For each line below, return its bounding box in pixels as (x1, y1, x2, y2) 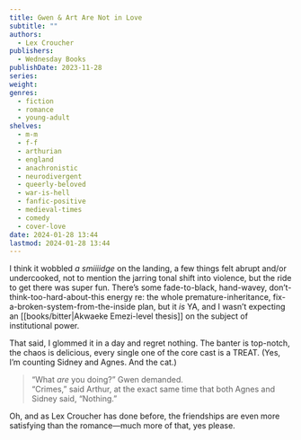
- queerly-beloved (17, 180, 87, 189)
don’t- (269, 282, 292, 293)
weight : (9, 80, 39, 89)
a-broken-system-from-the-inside (9, 302, 137, 312)
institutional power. (9, 321, 80, 331)
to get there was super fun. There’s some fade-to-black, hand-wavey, (9, 282, 268, 293)
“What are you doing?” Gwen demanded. (31, 374, 184, 385)
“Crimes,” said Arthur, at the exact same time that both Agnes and (31, 383, 276, 395)
